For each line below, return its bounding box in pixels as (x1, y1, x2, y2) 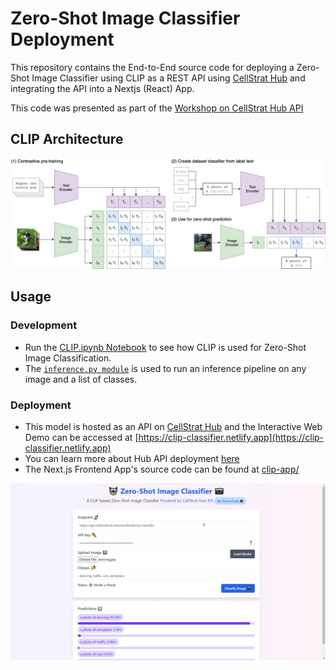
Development (10, 318, 78, 332)
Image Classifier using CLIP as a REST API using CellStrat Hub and (31, 72, 306, 84)
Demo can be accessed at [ (24, 431, 139, 443)
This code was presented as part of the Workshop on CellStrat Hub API (10, 102, 304, 114)
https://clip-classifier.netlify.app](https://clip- (138, 431, 325, 443)
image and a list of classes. (24, 373, 138, 385)
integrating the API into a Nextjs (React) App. (10, 82, 195, 94)
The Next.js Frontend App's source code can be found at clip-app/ (24, 463, 300, 475)
